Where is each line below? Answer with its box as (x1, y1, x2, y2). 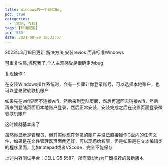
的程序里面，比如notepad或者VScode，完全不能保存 (5, 144, 113, 150)
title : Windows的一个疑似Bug (5, 7, 62, 12)
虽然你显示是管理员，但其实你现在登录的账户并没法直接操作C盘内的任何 (5, 132, 153, 138)
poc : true (5, 12, 26, 17)
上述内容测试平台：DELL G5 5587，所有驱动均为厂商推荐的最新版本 (5, 155, 144, 161)
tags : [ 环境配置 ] (5, 26, 38, 31)
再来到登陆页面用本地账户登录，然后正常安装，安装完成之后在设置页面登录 (5, 104, 158, 110)
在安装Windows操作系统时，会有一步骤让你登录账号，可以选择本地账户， (5, 81, 156, 87)
